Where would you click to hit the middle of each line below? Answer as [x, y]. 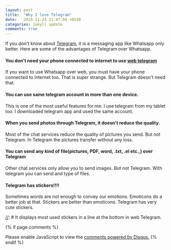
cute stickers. [20, 208]
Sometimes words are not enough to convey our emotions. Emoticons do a [84, 196]
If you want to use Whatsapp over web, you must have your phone [75, 72]
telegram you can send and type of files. [48, 173]
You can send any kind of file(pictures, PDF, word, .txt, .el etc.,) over [79, 152]
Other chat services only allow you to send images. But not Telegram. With [84, 168]
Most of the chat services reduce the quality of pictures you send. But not [83, 134]
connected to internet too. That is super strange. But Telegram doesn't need [86, 78]
